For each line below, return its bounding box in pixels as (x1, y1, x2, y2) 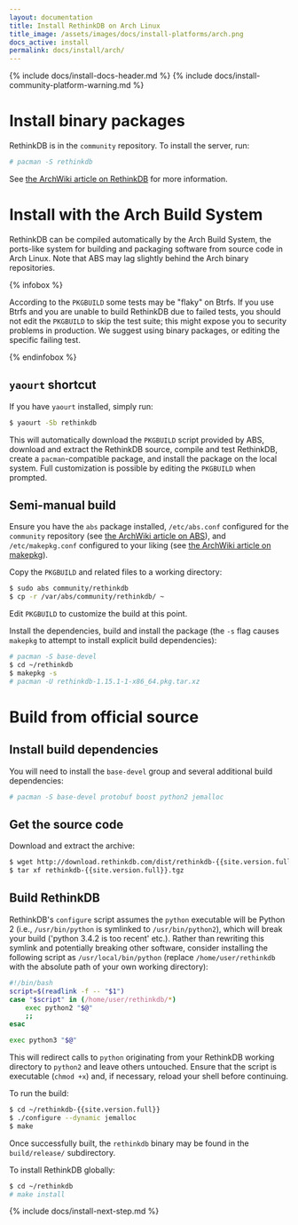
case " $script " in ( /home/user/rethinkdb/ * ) (9, 995, 176, 1004)
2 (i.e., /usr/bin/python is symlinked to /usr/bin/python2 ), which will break (9, 923, 283, 934)
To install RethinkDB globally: (9, 1165, 115, 1175)
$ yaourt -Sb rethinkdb (9, 418, 98, 427)
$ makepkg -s (9, 668, 58, 678)
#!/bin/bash (9, 978, 53, 987)
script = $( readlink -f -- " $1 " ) (9, 987, 125, 996)
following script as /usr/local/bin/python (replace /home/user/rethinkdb (9, 951, 276, 962)
